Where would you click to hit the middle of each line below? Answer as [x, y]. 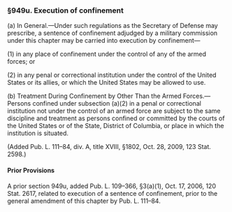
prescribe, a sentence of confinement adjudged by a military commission [113, 33]
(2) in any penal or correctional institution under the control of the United [112, 75]
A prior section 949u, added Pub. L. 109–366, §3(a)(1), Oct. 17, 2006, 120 [112, 186]
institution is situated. [38, 133]
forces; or [21, 62]
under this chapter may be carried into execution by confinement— [104, 41]
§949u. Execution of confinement [65, 10]
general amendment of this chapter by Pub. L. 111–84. [84, 201]
